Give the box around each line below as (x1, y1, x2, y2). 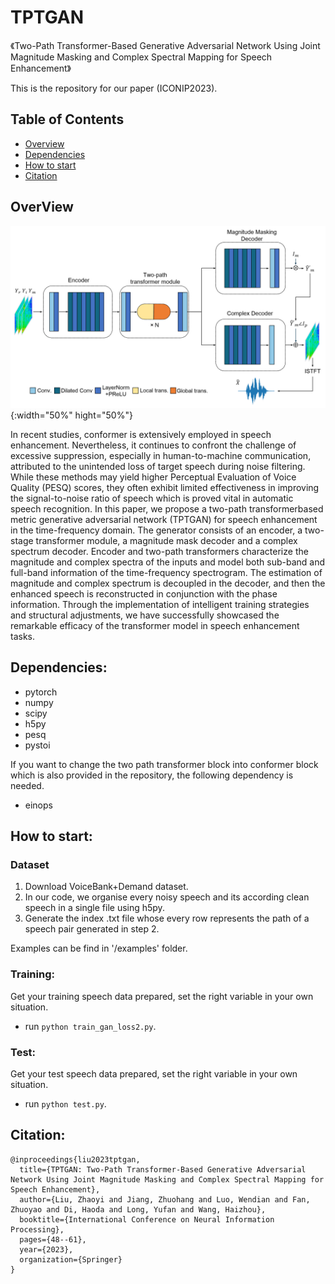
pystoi (24, 739, 51, 751)
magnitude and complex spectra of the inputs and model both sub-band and (10, 556, 325, 568)
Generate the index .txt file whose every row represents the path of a (24, 912, 310, 925)
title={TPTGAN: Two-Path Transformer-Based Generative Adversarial (19, 1164, 307, 1175)
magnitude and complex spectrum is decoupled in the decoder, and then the (10, 577, 326, 589)
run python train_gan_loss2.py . (24, 1020, 157, 1032)
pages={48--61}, (19, 1234, 87, 1245)
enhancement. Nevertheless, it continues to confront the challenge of (10, 439, 297, 451)
